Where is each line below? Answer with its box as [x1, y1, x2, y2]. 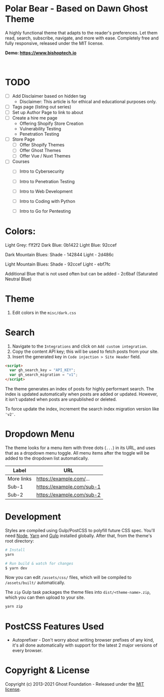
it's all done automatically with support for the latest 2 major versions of [12, 642, 158, 648]
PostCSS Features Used [5, 620, 104, 632]
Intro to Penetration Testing [19, 178, 75, 184]
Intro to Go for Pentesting [19, 208, 71, 214]
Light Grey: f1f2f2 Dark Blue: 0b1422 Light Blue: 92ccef [5, 242, 117, 248]
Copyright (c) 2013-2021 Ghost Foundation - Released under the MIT [5, 681, 144, 687]
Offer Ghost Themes [19, 148, 61, 154]
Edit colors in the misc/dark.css [12, 310, 77, 315]
